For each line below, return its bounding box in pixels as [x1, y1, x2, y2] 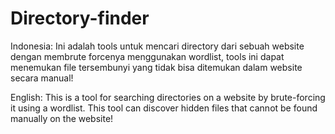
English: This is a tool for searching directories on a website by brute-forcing [10, 91, 326, 103]
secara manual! [10, 72, 74, 84]
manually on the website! [10, 112, 114, 124]
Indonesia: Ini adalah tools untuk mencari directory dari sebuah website [10, 40, 305, 52]
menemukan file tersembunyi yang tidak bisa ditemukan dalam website [10, 61, 303, 73]
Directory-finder [10, 7, 150, 30]
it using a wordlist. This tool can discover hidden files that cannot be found [10, 102, 318, 114]
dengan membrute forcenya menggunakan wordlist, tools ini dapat [10, 50, 285, 62]
